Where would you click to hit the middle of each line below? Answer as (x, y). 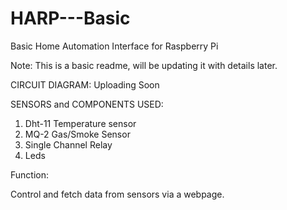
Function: (30, 174)
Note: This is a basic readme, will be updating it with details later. (144, 65)
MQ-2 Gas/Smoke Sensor (77, 134)
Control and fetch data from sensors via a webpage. (117, 194)
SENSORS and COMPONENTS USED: (87, 104)
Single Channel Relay (68, 144)
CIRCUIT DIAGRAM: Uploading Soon (85, 84)
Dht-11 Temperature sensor (80, 123)
